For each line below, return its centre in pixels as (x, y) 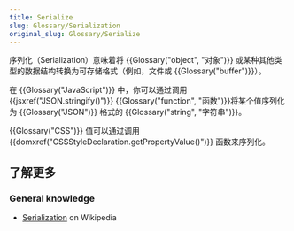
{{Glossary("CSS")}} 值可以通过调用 (74, 131)
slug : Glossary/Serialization (65, 26)
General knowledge (52, 198)
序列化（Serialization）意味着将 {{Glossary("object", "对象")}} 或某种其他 (142, 60)
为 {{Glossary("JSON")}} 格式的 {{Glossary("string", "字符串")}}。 (128, 112)
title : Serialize (41, 17)
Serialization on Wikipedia (69, 218)
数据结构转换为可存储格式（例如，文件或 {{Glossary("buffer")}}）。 (145, 71)
